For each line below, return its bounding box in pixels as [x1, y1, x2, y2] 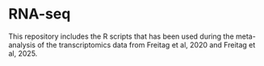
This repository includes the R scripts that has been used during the [8, 31, 234, 41]
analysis [8, 39, 36, 49]
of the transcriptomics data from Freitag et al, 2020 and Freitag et [37, 39, 256, 49]
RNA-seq [8, 5, 71, 23]
